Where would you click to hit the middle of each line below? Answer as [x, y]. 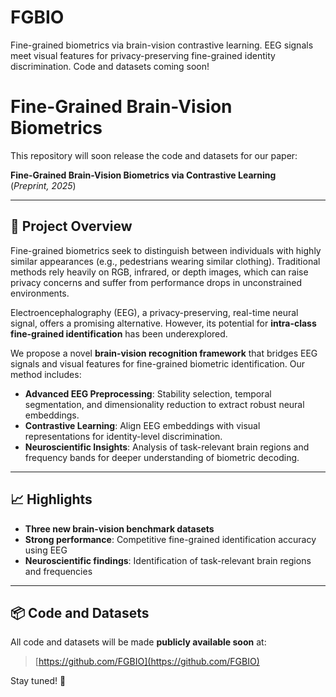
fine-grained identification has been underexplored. [119, 333]
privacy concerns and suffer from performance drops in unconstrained [156, 282]
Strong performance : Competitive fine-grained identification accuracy [170, 539]
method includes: [46, 374]
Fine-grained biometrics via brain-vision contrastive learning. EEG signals [162, 45]
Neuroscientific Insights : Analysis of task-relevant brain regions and [167, 447]
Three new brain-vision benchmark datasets [119, 528]
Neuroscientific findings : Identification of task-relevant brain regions [168, 560]
